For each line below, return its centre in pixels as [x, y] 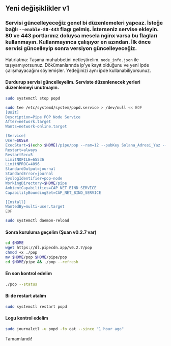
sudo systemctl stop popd [33, 98]
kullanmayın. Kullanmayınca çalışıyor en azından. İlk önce [78, 42]
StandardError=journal [29, 174]
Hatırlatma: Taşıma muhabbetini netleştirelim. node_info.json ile [72, 59]
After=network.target [28, 122]
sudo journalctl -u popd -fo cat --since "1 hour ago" [65, 329]
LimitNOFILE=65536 [25, 159]
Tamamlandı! [19, 338]
